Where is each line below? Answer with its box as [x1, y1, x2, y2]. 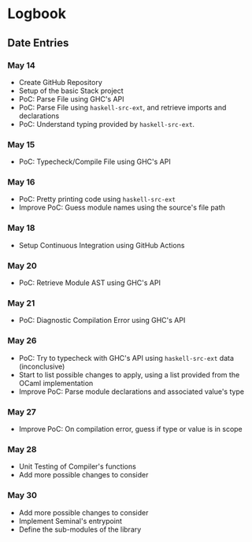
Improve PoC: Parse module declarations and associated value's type [18, 387, 245, 396]
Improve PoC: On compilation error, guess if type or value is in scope [18, 424, 243, 433]
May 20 [7, 260, 37, 271]
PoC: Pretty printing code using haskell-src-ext [18, 195, 176, 204]
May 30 [7, 490, 37, 501]
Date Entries [7, 36, 69, 50]
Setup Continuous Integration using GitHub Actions [18, 240, 185, 250]
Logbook [7, 5, 66, 23]
